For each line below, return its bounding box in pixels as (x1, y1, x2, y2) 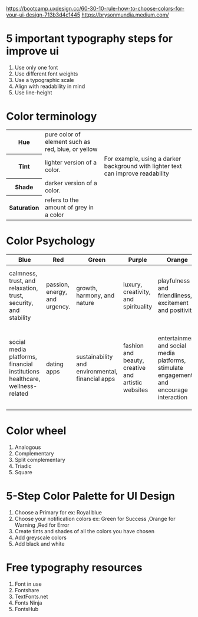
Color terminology (6, 110, 97, 123)
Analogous (14, 444, 41, 451)
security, (9, 298, 34, 307)
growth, (76, 284, 98, 292)
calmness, (9, 269, 38, 277)
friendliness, (157, 291, 193, 300)
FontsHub (14, 605, 39, 612)
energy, (46, 287, 68, 296)
